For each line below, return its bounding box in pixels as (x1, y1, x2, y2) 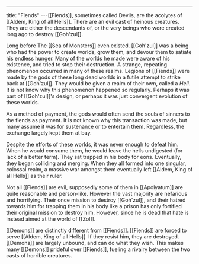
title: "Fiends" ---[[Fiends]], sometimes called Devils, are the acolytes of (6, 12, 182, 18)
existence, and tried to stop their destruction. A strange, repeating (6, 61, 168, 68)
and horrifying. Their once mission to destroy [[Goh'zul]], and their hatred (6, 196, 186, 203)
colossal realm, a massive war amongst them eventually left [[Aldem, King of (6, 166, 193, 173)
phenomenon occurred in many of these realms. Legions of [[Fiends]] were (6, 68, 190, 74)
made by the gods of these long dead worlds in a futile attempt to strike (6, 74, 181, 81)
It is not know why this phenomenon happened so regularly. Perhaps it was (6, 87, 190, 93)
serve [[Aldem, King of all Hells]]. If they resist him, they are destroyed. (6, 233, 179, 240)
